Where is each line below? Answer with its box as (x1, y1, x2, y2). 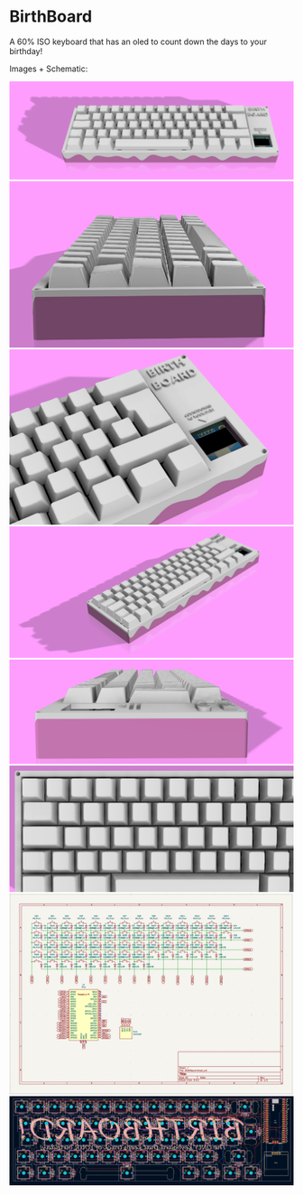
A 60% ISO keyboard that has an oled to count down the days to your (9, 36, 268, 47)
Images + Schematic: (9, 63, 88, 74)
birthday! (9, 45, 43, 56)
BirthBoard (9, 6, 93, 27)
